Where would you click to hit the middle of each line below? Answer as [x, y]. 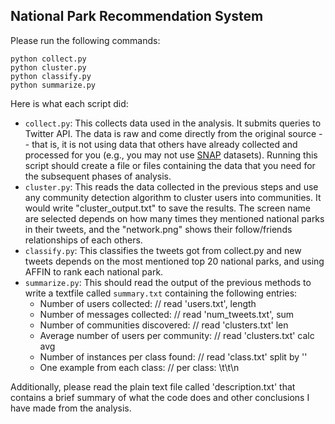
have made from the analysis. [71, 408]
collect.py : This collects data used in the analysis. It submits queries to [173, 123]
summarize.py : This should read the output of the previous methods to [168, 282]
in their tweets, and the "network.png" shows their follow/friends [158, 229]
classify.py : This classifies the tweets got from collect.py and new [163, 250]
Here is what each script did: [69, 103]
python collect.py [48, 59]
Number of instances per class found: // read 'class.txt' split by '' [173, 356]
